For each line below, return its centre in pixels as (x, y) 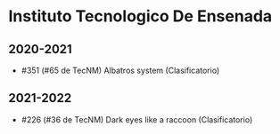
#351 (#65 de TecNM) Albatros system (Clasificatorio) (120, 70)
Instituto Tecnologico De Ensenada (140, 16)
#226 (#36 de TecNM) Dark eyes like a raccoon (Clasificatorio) (137, 119)
